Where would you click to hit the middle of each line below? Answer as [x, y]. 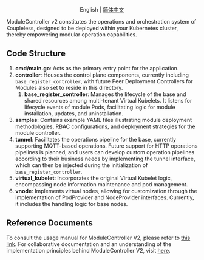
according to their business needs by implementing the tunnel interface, [105, 159]
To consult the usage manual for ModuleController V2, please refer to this [98, 238]
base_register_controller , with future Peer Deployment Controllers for [104, 81]
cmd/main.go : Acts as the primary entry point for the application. [97, 68]
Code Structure [36, 54]
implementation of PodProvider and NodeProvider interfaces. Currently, [104, 197]
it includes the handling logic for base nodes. [71, 204]
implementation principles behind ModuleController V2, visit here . [89, 250]
